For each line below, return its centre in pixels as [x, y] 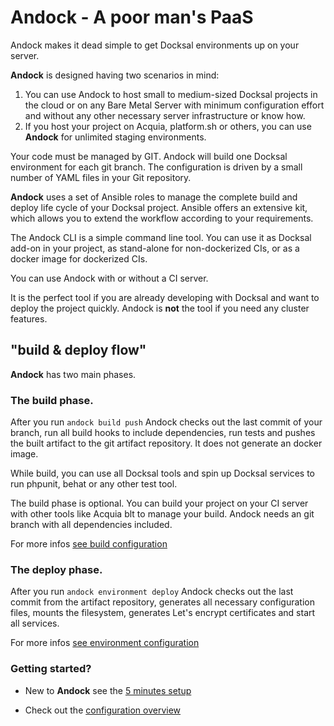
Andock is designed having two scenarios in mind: [115, 75]
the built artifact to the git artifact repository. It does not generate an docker [166, 443]
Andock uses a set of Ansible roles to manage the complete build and [154, 197]
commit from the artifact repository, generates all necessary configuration [162, 602]
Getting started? [51, 669]
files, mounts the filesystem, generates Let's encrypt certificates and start [163, 613]
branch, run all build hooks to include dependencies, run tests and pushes [163, 433]
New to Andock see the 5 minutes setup [108, 690]
